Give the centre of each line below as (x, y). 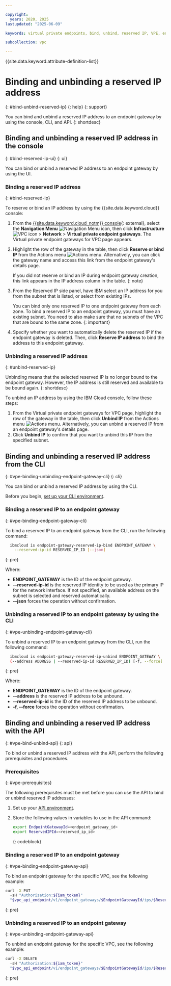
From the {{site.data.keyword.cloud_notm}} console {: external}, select (86, 223)
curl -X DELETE (21, 959)
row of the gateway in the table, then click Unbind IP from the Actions (86, 419)
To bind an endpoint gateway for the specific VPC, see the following (77, 876)
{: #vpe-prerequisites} (28, 783)
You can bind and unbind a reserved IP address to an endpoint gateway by (83, 117)
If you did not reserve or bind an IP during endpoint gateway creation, (85, 275)
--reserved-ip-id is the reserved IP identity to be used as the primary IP (88, 585)
